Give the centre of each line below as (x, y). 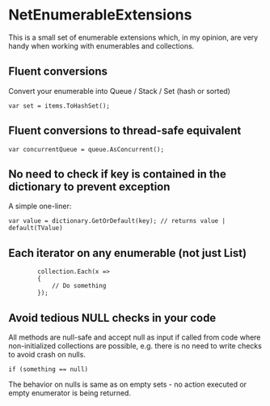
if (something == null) (49, 370)
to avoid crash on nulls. (47, 355)
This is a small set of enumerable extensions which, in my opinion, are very (133, 37)
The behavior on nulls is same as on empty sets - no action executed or (128, 384)
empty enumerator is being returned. (70, 393)
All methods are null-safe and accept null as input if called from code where (135, 337)
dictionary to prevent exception (89, 187)
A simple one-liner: (40, 206)
